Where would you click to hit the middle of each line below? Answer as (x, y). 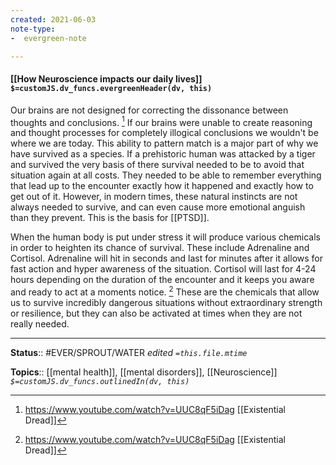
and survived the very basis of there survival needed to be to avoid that (157, 165)
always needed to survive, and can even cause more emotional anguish (158, 207)
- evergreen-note (48, 38)
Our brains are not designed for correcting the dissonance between (149, 110)
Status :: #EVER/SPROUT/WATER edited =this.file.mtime (129, 352)
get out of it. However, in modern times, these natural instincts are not (154, 197)
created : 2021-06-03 (53, 19)
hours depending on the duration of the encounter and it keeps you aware (162, 280)
